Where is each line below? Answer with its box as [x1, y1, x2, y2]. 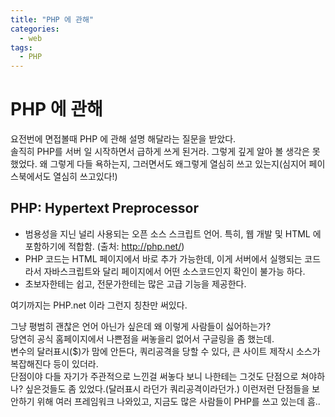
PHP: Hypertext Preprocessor [10, 200, 199, 217]
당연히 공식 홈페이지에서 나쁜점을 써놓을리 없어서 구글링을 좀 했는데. [10, 332, 275, 345]
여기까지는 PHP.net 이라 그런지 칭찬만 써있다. [10, 299, 188, 311]
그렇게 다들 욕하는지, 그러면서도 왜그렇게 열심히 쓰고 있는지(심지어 [49, 158, 307, 170]
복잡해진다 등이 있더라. [10, 357, 99, 370]
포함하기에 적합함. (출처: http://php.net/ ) [24, 240, 185, 252]
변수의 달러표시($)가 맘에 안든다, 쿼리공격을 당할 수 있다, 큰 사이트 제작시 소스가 [10, 345, 321, 357]
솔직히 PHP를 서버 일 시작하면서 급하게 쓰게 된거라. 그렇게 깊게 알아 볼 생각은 [10, 146, 310, 158]
